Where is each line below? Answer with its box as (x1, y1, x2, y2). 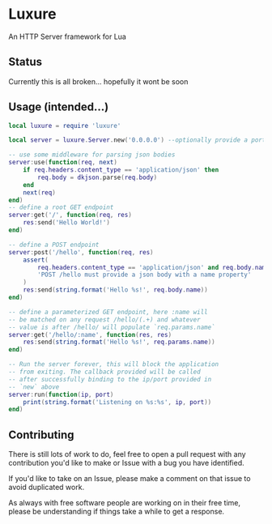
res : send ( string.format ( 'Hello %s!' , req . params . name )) (23, 338, 216, 347)
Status (8, 55, 43, 69)
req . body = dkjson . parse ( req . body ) (37, 173, 158, 181)
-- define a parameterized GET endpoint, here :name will (8, 308, 208, 316)
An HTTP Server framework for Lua (8, 32, 127, 41)
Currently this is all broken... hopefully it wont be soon (8, 76, 189, 86)
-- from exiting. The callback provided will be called (8, 368, 201, 377)
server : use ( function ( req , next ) (8, 159, 117, 167)
